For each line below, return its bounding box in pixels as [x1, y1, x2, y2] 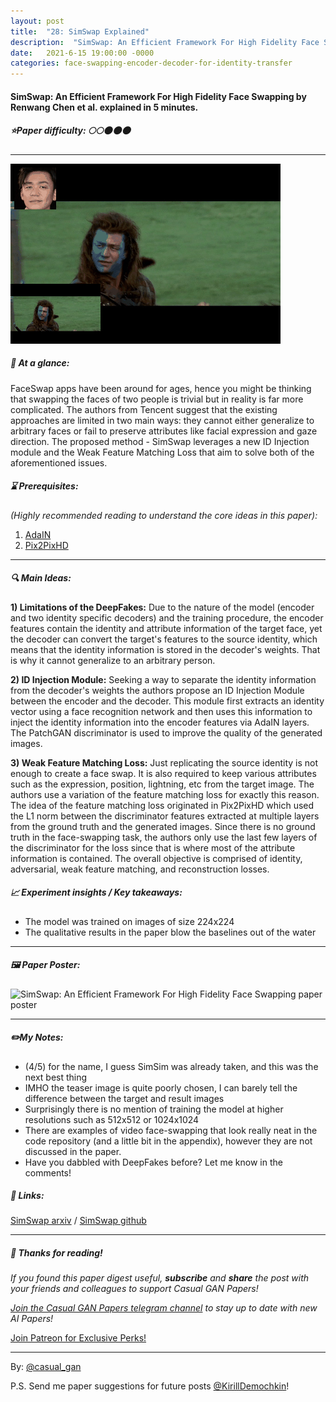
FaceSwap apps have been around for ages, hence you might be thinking [10, 382, 312, 394]
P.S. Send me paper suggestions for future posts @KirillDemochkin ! [10, 1380, 290, 1392]
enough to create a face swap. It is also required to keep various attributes [10, 767, 317, 779]
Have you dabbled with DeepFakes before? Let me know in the [24, 1156, 283, 1168]
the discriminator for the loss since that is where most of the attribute [10, 841, 296, 854]
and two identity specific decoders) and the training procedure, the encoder [10, 611, 324, 624]
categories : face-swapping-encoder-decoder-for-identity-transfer [10, 58, 293, 69]
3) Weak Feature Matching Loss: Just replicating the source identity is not [10, 756, 318, 769]
